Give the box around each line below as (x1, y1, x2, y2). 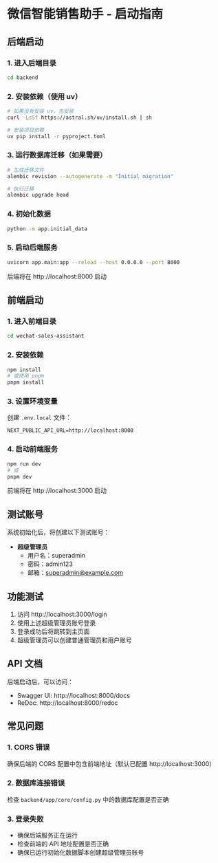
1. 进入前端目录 (7, 317, 57, 326)
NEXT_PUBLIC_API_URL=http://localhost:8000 (7, 427, 134, 434)
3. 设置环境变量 (7, 397, 58, 406)
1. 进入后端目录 (7, 58, 57, 67)
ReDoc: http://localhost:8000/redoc (17, 699, 118, 707)
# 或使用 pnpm (7, 373, 45, 380)
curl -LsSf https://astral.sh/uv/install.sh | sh (7, 114, 153, 121)
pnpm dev (7, 473, 32, 480)
